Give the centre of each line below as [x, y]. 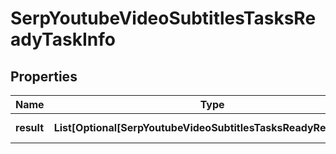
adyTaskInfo [63, 39]
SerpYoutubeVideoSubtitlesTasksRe [163, 18]
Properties [44, 76]
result [30, 127]
